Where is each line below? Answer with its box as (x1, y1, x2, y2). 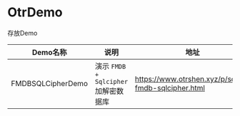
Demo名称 (31, 47, 67, 57)
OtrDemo (7, 4, 63, 21)
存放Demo (7, 28, 38, 37)
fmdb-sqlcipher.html (134, 83, 206, 93)
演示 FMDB (94, 61, 126, 71)
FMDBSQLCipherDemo (11, 78, 88, 88)
